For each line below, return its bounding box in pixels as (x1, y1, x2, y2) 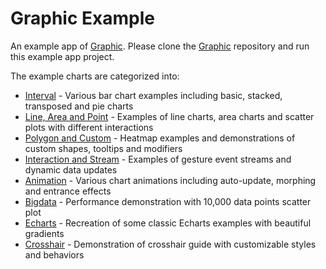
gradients (24, 227, 65, 239)
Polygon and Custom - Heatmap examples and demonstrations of (24, 132, 296, 144)
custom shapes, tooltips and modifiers (24, 142, 183, 154)
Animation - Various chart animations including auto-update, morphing (24, 174, 317, 186)
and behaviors (24, 248, 85, 261)
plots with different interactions (24, 121, 154, 133)
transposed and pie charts (24, 100, 134, 112)
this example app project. (10, 50, 115, 62)
